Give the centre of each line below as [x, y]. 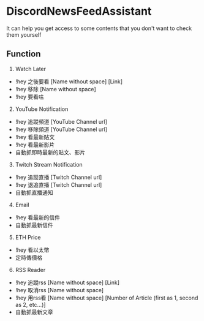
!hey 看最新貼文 [35, 137]
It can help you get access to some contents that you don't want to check [99, 28]
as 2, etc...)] [30, 304]
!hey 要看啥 [29, 97]
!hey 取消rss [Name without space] [59, 290]
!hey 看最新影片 [35, 145]
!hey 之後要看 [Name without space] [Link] [69, 81]
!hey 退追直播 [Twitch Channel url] [59, 184]
